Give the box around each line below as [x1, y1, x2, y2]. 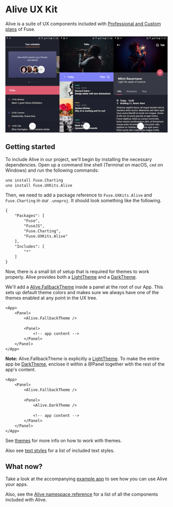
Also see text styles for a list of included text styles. [5, 447, 115, 454]
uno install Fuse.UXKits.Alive [5, 183, 73, 188]
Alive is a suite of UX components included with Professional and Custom [5, 21, 161, 27]
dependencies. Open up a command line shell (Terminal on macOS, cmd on [5, 161, 163, 168]
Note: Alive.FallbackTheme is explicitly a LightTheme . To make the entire [5, 355, 160, 361]
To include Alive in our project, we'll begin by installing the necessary [5, 156, 152, 162]
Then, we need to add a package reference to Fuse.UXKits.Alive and [5, 192, 152, 198]
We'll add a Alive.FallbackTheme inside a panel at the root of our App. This [5, 284, 164, 290]
